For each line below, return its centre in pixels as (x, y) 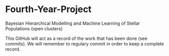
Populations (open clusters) (34, 28)
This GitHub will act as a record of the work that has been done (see (76, 38)
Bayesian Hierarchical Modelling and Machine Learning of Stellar (73, 23)
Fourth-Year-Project (49, 9)
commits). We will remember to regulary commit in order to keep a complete (85, 43)
